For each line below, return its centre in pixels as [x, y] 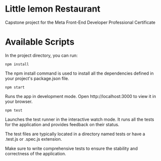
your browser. [19, 101]
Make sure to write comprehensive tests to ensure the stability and [71, 148]
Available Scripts [40, 42]
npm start [15, 87]
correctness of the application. [36, 153]
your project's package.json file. [37, 78]
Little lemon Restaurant [53, 9]
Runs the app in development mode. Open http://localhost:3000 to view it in [80, 96]
